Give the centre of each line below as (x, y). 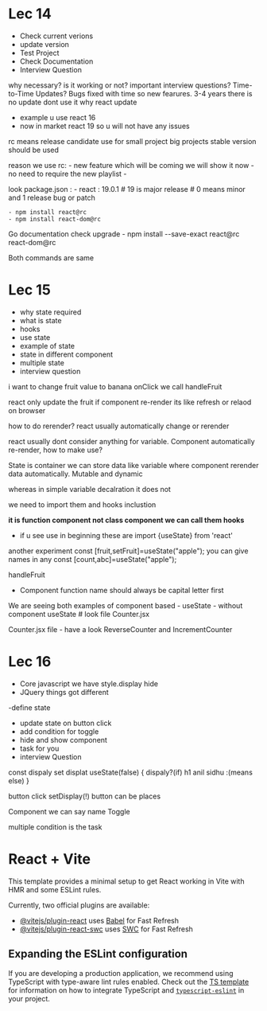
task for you (39, 748)
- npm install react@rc (48, 212)
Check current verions (56, 36)
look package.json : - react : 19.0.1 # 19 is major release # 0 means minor (127, 189)
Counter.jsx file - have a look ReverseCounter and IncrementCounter (120, 629)
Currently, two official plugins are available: (79, 905)
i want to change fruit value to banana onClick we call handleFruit (115, 386)
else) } (19, 780)
